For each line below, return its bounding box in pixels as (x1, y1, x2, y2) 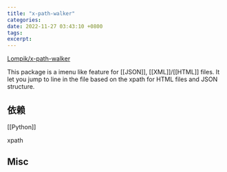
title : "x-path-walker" (7, 10, 76, 17)
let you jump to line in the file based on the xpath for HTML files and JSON (7, 75, 218, 83)
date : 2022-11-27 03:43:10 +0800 (7, 23, 103, 30)
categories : (7, 17, 41, 23)
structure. (7, 83, 35, 91)
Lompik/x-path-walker (7, 54, 71, 63)
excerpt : (7, 36, 32, 43)
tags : (7, 29, 23, 36)
